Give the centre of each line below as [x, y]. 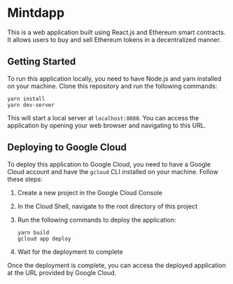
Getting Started [42, 62]
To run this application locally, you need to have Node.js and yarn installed [114, 78]
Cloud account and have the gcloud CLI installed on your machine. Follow [113, 171]
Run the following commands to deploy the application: [97, 220]
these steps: [25, 179]
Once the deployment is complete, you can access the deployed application [116, 265]
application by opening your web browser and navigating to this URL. [107, 125]
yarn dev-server [31, 105]
